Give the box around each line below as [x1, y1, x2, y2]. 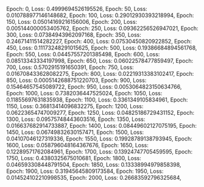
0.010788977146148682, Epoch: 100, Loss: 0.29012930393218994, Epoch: [6, 12, 194, 19]
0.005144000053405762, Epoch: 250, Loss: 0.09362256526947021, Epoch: [6, 24, 199, 32]
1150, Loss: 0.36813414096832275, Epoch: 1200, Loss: [6, 103, 144, 109]
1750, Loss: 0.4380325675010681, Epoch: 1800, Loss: [6, 155, 142, 161]
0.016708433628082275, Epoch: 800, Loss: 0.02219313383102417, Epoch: [6, 70, 194, 77]
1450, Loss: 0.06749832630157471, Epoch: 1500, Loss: [6, 128, 144, 136]
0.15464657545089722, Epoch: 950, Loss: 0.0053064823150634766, [6, 83, 182, 90]
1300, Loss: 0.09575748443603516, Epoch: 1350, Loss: [6, 116, 146, 123]
